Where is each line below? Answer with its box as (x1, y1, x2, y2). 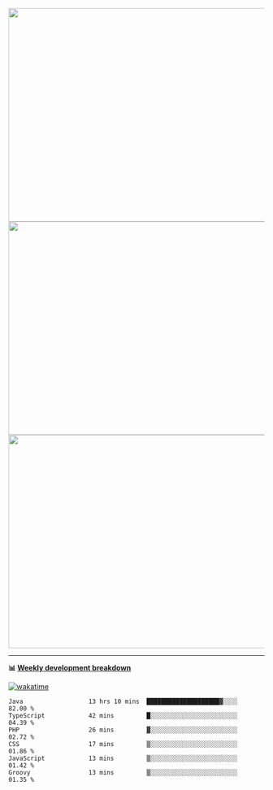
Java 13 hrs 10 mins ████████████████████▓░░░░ (8, 697, 238, 705)
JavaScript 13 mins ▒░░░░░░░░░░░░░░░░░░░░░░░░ (8, 754, 238, 762)
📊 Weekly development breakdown (8, 663, 132, 672)
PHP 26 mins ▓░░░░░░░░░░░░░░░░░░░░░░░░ (8, 726, 238, 734)
